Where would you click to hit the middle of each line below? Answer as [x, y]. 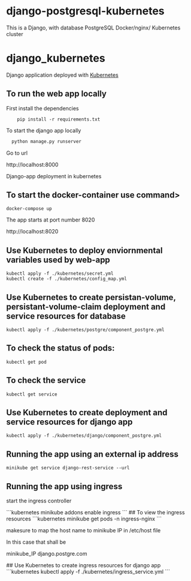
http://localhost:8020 [32, 232]
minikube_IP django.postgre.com [47, 554]
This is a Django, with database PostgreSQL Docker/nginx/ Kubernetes [93, 28]
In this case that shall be [36, 542]
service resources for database [66, 316]
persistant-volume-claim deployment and [86, 306]
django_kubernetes [56, 59]
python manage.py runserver [47, 141]
